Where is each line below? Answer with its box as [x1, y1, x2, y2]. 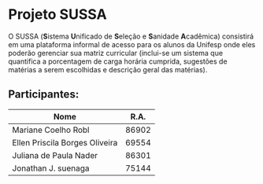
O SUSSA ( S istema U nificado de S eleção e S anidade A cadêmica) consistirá [8, 31, 254, 41]
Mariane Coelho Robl [12, 124, 90, 135]
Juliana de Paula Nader [12, 149, 98, 160]
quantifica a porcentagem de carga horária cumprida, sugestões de [8, 57, 228, 66]
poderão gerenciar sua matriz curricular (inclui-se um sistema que [8, 48, 223, 57]
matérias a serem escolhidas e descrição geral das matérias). [8, 64, 208, 74]
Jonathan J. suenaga [12, 163, 90, 174]
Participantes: [8, 88, 80, 101]
